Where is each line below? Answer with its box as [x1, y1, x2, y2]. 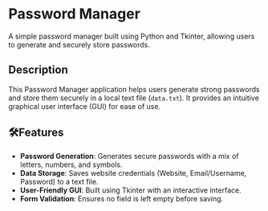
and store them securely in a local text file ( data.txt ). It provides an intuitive [8, 93, 259, 103]
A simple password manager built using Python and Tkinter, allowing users [8, 31, 255, 41]
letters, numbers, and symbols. [19, 160, 123, 169]
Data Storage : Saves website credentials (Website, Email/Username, [19, 168, 247, 177]
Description [8, 63, 68, 77]
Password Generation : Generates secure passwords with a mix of [19, 151, 239, 160]
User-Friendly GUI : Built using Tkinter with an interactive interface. [19, 185, 242, 195]
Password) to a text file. [19, 177, 99, 186]
